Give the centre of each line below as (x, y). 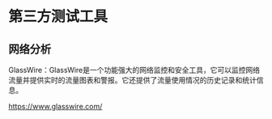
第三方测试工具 (58, 17)
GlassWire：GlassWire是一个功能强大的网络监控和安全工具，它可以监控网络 (134, 70)
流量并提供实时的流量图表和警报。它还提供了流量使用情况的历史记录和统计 (132, 80)
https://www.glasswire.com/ (55, 106)
